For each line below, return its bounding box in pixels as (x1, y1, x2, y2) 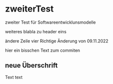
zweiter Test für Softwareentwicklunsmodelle (5, 19, 96, 25)
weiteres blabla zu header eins (5, 28, 67, 34)
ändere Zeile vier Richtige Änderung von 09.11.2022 (5, 38, 109, 44)
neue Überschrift (5, 61, 58, 70)
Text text (5, 74, 23, 80)
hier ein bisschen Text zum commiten (5, 47, 80, 53)
